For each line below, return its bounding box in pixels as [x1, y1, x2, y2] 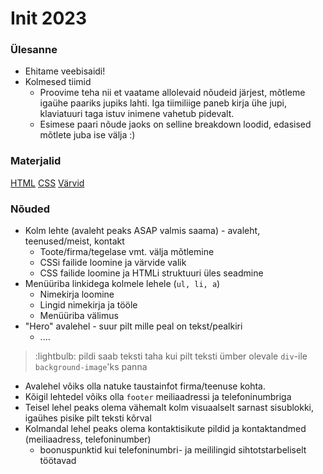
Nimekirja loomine [39, 288, 115, 301]
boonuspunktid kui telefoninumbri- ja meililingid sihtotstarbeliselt [39, 444, 307, 456]
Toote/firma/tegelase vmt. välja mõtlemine [39, 246, 215, 258]
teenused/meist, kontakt [24, 235, 125, 247]
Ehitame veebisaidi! [24, 65, 106, 77]
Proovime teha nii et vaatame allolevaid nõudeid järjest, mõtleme [39, 87, 306, 99]
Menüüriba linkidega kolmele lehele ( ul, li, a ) [24, 278, 221, 290]
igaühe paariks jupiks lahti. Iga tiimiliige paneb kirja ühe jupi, [39, 97, 288, 109]
